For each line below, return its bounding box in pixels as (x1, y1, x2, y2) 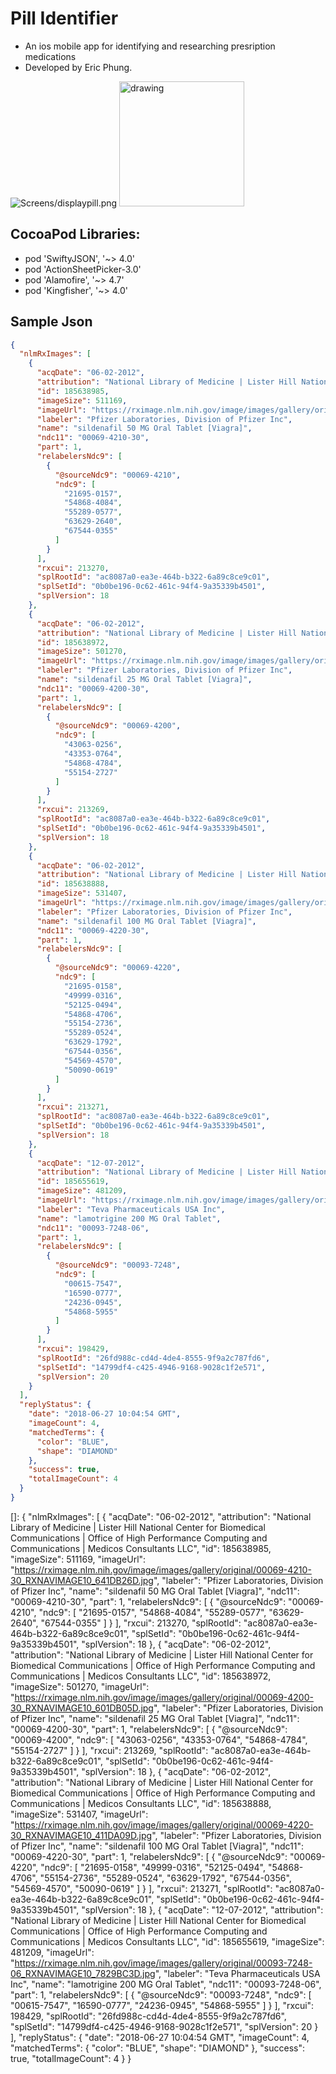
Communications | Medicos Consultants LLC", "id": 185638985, (10, 1542, 272, 1554)
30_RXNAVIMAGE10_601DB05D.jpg (10, 1702, 154, 1714)
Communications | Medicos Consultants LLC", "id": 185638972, (10, 1670, 272, 1682)
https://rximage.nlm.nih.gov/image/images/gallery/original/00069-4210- (14, 1563, 312, 1576)
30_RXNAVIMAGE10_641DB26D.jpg (10, 1574, 154, 1586)
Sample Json (10, 313, 93, 331)
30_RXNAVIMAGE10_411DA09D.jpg (10, 1829, 153, 1841)
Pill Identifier (10, 7, 119, 30)
